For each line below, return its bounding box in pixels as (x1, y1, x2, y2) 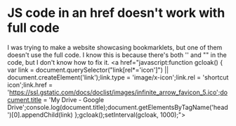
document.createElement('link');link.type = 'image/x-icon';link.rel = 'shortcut (7, 73, 229, 82)
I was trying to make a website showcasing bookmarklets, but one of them (7, 43, 223, 51)
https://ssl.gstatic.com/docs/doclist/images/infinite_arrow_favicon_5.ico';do (9, 88, 228, 96)
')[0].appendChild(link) (7, 111, 74, 119)
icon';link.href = (7, 80, 53, 89)
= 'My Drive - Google (43, 95, 104, 103)
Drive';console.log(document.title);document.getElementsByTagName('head (7, 103, 228, 111)
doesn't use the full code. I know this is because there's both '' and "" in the (7, 51, 227, 59)
